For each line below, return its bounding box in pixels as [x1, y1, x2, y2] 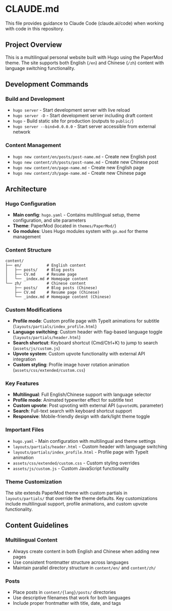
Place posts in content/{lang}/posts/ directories [12, 589, 117, 595]
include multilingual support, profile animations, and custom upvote [5, 500, 148, 507]
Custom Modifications [5, 306, 63, 313]
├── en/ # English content [5, 263, 86, 268]
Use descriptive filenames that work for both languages [12, 595, 131, 601]
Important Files [5, 426, 44, 434]
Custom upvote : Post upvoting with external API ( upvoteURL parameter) [12, 402, 164, 409]
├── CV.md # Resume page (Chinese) [14, 290, 100, 295]
